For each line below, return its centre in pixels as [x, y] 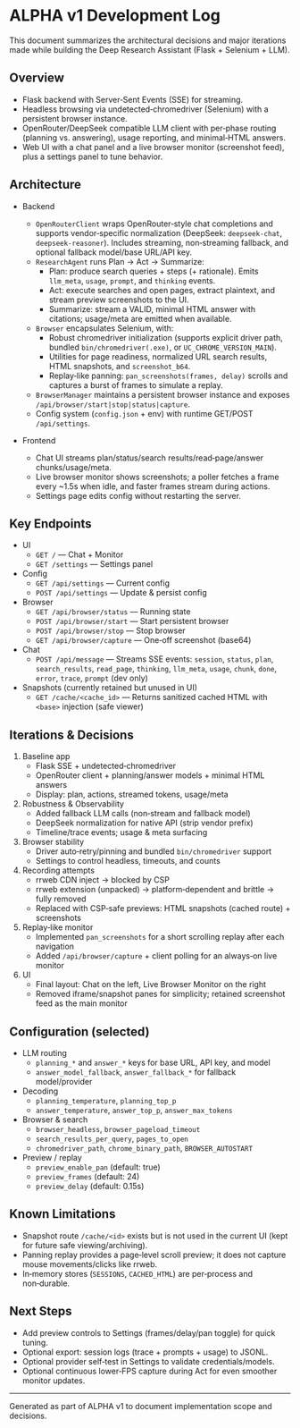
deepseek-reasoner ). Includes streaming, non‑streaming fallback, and [162, 242]
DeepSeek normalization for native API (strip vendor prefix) [144, 823]
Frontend [39, 440]
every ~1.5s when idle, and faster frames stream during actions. [153, 486]
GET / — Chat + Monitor [79, 554]
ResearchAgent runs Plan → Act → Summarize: [120, 261]
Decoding [40, 1091]
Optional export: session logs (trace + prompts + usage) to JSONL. [145, 1352]
